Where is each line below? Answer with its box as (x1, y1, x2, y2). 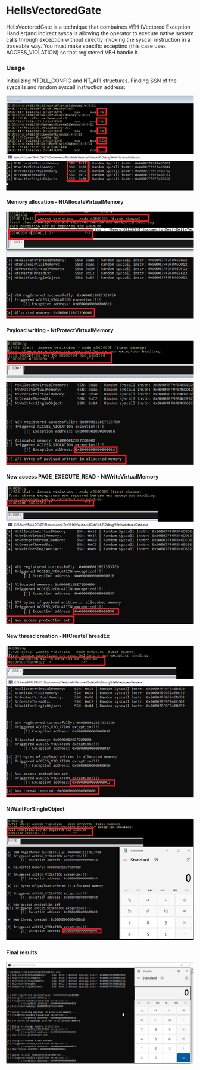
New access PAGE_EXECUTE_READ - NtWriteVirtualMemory (6, 473, 159, 480)
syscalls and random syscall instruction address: (6, 84, 126, 91)
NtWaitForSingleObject (6, 805, 65, 813)
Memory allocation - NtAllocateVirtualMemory (6, 198, 124, 206)
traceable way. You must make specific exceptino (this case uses (6, 42, 167, 50)
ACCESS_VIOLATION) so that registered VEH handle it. (6, 48, 140, 56)
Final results (6, 948, 37, 956)
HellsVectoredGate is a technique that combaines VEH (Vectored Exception (6, 23, 190, 30)
